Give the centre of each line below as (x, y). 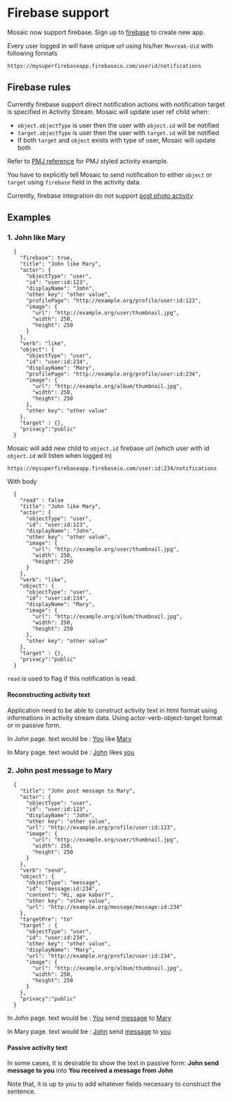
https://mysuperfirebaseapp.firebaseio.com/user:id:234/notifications (112, 469)
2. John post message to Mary (60, 770)
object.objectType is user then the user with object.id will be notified (118, 125)
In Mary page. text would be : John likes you (71, 752)
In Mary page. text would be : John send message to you (89, 1031)
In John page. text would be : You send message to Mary (89, 1018)
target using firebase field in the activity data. (74, 182)
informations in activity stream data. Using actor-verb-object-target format (115, 717)
